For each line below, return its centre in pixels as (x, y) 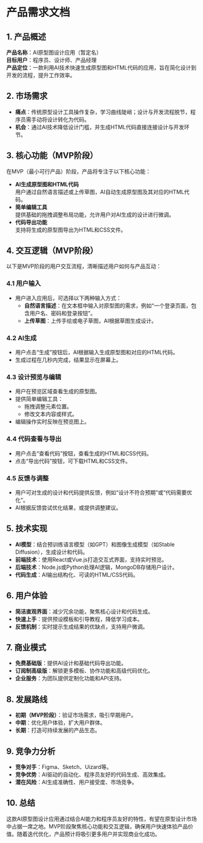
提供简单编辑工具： (39, 399)
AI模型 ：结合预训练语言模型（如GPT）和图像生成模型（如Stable (95, 544)
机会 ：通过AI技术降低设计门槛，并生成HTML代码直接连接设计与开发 (100, 127)
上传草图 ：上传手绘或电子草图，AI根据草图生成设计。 (91, 321)
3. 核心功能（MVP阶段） (52, 156)
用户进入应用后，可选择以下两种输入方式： (68, 298)
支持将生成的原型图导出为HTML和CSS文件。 (70, 230)
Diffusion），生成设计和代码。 (52, 552)
